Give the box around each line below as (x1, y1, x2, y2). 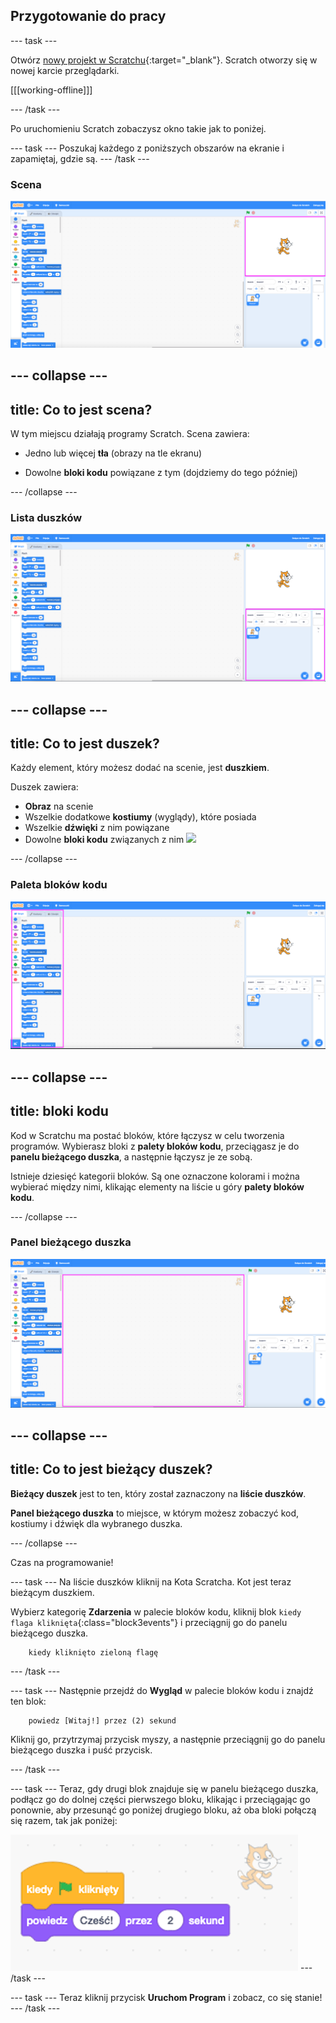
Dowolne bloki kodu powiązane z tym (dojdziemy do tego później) (24, 467, 298, 479)
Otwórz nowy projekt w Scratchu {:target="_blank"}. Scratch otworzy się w (10, 54, 318, 66)
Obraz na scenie (24, 800, 94, 813)
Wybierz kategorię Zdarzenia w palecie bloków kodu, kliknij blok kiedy (10, 1605, 302, 1618)
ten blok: (10, 1695, 47, 1707)
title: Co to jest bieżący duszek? (10, 1461, 213, 1478)
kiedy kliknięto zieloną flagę (28, 1647, 159, 1658)
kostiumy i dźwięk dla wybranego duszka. (10, 1517, 183, 1529)
